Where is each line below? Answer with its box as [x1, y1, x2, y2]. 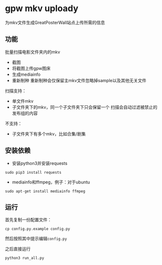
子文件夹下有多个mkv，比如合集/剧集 [12, 131, 86, 136]
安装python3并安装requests [12, 160, 68, 166]
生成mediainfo [12, 71, 41, 77]
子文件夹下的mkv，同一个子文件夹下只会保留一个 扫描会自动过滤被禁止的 [12, 104, 158, 110]
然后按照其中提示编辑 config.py [5, 236, 67, 242]
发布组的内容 [12, 110, 38, 116]
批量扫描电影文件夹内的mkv [5, 49, 60, 55]
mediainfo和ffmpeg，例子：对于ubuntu [12, 179, 90, 185]
